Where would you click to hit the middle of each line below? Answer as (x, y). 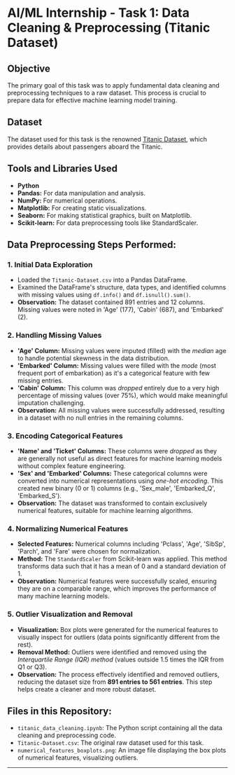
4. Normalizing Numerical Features (68, 528)
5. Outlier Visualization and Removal (70, 615)
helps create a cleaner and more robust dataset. (86, 689)
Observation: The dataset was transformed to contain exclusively (112, 503)
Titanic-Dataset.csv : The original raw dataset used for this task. (111, 743)
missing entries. (40, 380)
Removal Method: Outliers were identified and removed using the (112, 652)
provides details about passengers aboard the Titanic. (85, 146)
